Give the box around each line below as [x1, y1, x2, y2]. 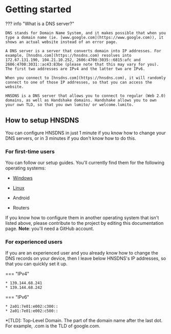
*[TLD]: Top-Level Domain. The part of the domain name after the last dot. [5, 318, 163, 324]
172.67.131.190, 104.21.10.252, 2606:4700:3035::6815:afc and [5, 57, 141, 62]
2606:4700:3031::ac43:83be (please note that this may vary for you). [5, 61, 159, 67]
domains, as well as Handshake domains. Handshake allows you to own [5, 97, 157, 103]
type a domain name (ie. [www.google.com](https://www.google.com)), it [5, 35, 164, 40]
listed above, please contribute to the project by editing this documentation [5, 220, 164, 226]
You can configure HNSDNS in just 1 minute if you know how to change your [5, 130, 166, 136]
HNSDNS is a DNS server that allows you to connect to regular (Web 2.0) [5, 93, 166, 98]
